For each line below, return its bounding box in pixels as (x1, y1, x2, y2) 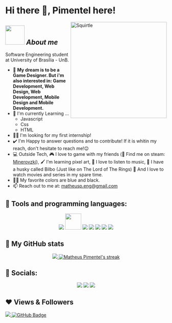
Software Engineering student (5, 51, 69, 57)
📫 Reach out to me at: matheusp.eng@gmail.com (12, 183, 118, 189)
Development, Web (12, 83, 55, 89)
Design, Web (12, 89, 41, 94)
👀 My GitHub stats (5, 239, 64, 248)
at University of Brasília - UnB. (5, 57, 69, 63)
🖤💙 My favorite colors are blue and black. (12, 177, 100, 183)
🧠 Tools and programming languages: (5, 199, 127, 208)
